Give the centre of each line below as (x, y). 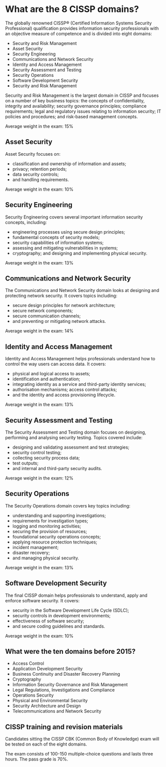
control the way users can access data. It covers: (56, 364)
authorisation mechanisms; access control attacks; (65, 390)
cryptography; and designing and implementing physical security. (80, 253)
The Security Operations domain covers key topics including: (68, 506)
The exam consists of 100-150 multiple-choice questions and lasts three (79, 754)
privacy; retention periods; (40, 169)
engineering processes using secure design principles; (69, 232)
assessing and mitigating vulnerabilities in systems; (65, 248)
